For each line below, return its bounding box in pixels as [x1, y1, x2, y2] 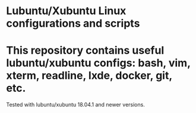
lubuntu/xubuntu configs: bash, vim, [6, 56, 191, 70]
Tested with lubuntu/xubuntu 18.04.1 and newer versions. [6, 101, 146, 108]
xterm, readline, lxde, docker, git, [6, 69, 172, 82]
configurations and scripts [6, 17, 140, 30]
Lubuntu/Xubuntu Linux [6, 4, 127, 18]
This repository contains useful [6, 44, 165, 57]
